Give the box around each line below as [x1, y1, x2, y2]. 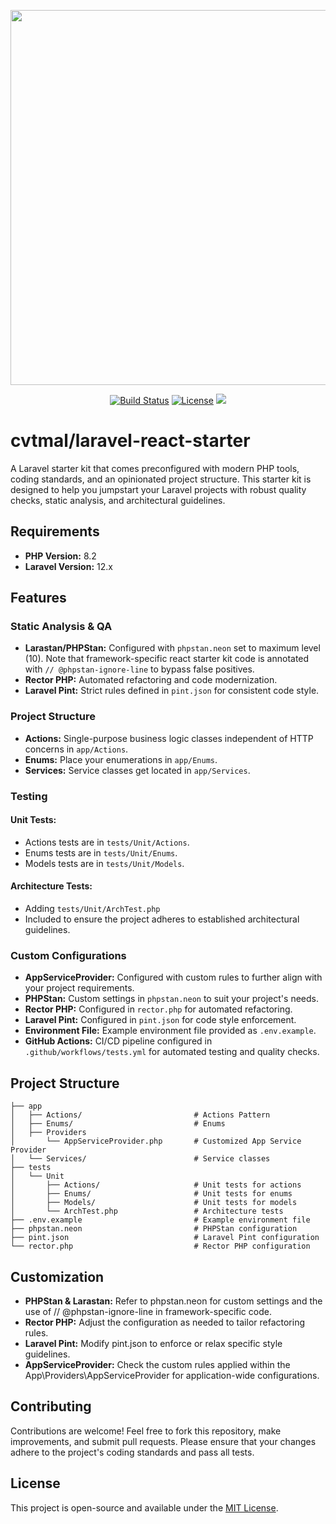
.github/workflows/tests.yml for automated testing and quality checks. [24, 1046, 320, 1058]
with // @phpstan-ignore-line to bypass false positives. [24, 663, 255, 675]
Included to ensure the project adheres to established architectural [24, 913, 300, 925]
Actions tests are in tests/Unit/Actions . [24, 836, 190, 848]
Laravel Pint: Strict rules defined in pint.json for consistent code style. [24, 685, 320, 697]
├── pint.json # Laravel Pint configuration [10, 1233, 320, 1243]
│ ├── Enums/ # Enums [10, 1119, 226, 1129]
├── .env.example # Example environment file [10, 1215, 311, 1225]
